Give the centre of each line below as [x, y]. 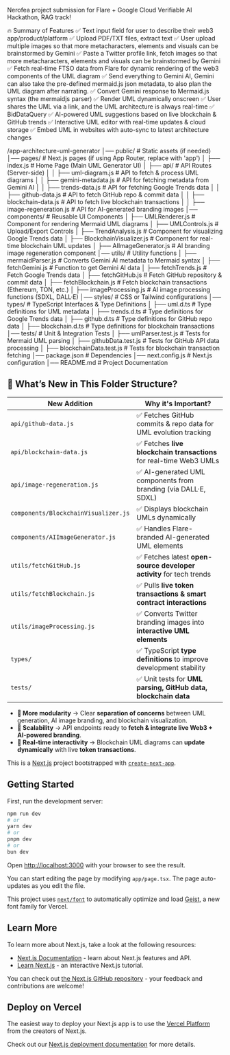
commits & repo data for [175, 423]
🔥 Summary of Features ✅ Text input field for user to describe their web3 [110, 31]
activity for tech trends [174, 574]
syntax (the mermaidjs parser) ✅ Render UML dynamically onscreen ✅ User [114, 99]
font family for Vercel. [38, 906]
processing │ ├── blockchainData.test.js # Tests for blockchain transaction [114, 348]
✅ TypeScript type [166, 650]
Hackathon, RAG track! [39, 17]
